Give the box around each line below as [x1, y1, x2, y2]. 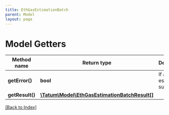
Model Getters [5, 38, 66, 49]
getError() [8, 77, 32, 84]
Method [12, 56, 31, 63]
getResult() [8, 91, 36, 98]
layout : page [5, 16, 33, 21]
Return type [82, 59, 112, 66]
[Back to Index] [5, 104, 37, 110]
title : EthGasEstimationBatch [5, 7, 69, 12]
